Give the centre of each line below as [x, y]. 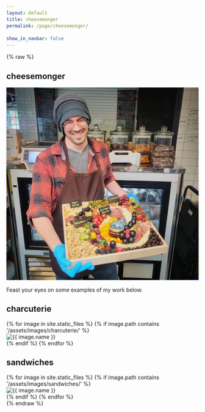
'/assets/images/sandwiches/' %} [49, 384]
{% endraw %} [25, 403]
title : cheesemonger [33, 19]
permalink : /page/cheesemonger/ [47, 26]
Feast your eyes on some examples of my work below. [74, 290]
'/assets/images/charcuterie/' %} [48, 330]
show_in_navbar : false [35, 39]
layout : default [27, 13]
